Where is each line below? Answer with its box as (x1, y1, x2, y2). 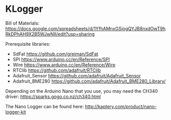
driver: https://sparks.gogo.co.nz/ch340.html (5, 93, 101, 99)
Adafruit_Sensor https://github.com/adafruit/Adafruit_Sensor (12, 72, 141, 78)
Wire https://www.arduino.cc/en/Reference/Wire (12, 62, 116, 68)
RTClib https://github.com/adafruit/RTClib (12, 67, 101, 73)
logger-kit (5, 109, 26, 115)
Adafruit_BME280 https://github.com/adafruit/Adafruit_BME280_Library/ (12, 78, 166, 84)
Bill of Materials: (5, 20, 40, 26)
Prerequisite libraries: (5, 41, 50, 47)
